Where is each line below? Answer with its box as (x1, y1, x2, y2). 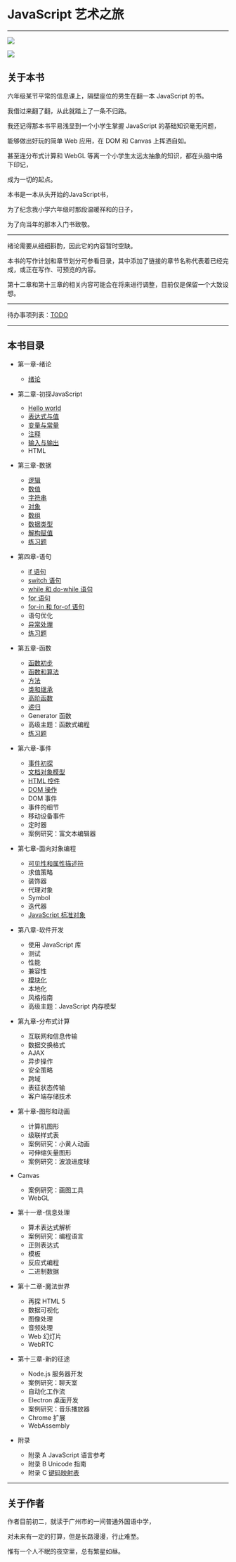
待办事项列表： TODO (7, 310, 69, 319)
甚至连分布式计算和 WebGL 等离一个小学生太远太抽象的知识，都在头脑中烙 (7, 151, 223, 160)
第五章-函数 (17, 644, 52, 652)
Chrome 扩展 (27, 1413, 65, 1421)
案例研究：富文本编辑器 (27, 829, 96, 838)
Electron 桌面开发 (27, 1395, 79, 1404)
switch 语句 (27, 576, 62, 584)
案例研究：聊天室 (27, 1378, 78, 1386)
